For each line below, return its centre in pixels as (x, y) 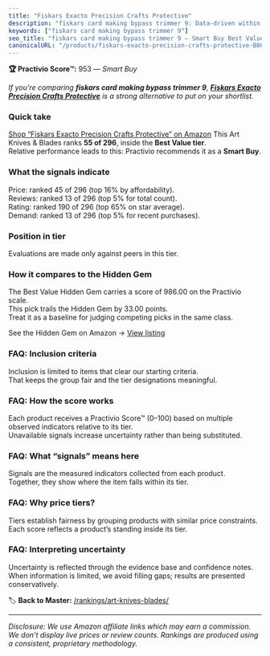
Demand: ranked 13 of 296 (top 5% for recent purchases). (104, 215)
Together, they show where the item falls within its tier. (98, 482)
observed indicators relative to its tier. (71, 426)
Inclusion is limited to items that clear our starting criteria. (103, 371)
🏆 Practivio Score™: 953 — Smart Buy (73, 69)
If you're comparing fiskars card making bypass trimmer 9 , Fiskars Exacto (135, 88)
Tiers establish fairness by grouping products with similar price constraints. (133, 520)
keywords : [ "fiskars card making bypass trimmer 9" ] (98, 31)
